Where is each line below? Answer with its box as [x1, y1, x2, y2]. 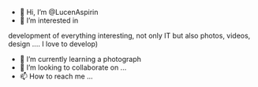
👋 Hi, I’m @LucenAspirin [19, 8, 99, 16]
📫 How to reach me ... [19, 71, 93, 81]
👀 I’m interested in [19, 16, 79, 25]
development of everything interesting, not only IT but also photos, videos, [8, 31, 251, 40]
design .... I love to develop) [8, 39, 99, 49]
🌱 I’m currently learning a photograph [19, 55, 142, 63]
